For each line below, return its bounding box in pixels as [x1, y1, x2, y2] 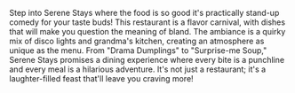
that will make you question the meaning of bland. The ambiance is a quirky [9, 27, 286, 36]
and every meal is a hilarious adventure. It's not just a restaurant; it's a [9, 64, 267, 74]
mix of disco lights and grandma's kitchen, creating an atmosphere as [9, 35, 265, 46]
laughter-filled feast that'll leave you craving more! [9, 74, 194, 83]
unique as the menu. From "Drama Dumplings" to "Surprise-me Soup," [9, 45, 267, 56]
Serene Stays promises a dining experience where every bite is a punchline [9, 55, 285, 65]
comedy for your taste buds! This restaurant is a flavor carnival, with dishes [9, 17, 286, 27]
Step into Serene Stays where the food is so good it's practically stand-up [9, 8, 280, 18]
